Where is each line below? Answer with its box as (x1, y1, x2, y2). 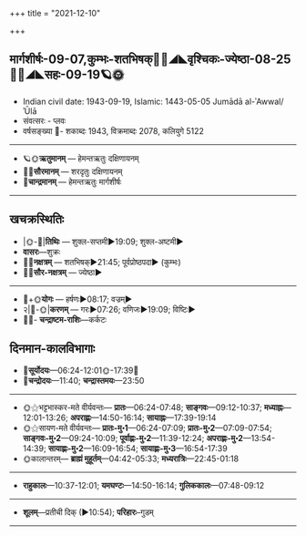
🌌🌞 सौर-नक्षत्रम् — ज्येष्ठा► (22, 266, 103, 277)
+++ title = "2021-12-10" (9, 8, 101, 18)
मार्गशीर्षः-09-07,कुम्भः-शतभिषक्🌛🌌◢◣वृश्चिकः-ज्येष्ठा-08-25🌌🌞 (9, 52, 291, 67)
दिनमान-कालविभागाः (9, 341, 96, 356)
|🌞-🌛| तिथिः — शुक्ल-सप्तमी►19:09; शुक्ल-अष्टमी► (22, 236, 184, 247)
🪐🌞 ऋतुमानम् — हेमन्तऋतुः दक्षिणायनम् (22, 152, 139, 163)
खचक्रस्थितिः (9, 211, 65, 227)
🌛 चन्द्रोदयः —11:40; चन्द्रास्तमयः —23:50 (22, 376, 145, 387)
